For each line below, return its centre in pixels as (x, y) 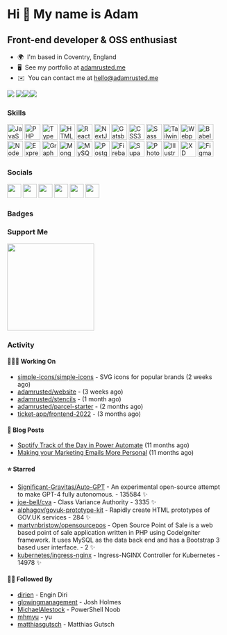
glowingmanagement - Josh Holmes (69, 602)
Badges (20, 214)
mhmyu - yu (35, 617)
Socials (20, 172)
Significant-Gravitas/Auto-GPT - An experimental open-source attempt (119, 487)
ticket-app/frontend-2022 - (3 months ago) (79, 414)
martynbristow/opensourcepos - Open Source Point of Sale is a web (115, 525)
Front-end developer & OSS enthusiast (92, 40)
